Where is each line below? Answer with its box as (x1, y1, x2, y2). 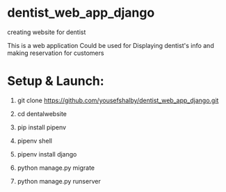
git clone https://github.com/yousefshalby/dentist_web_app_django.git (17, 96, 219, 104)
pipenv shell (17, 136, 52, 145)
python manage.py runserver (17, 177, 101, 185)
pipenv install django (17, 150, 77, 158)
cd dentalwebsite (17, 109, 67, 118)
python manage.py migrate (17, 163, 95, 172)
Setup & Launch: (7, 73, 104, 89)
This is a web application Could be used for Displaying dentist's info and (7, 41, 214, 49)
